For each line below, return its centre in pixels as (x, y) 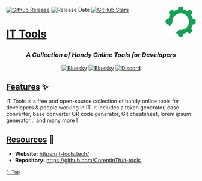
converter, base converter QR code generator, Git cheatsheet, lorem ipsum (99, 114)
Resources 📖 (30, 139)
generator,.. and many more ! (42, 120)
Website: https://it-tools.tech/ (52, 154)
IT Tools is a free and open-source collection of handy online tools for (93, 101)
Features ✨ (27, 87)
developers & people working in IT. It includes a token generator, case (93, 108)
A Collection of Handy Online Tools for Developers (101, 55)
